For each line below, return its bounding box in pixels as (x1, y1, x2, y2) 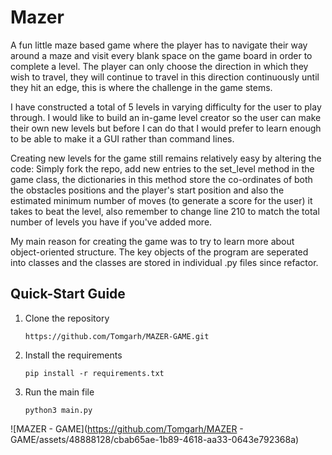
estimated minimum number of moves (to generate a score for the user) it (10, 194, 313, 206)
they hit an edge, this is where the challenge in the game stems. (10, 81, 273, 93)
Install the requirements (24, 349, 123, 361)
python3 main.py (24, 405, 93, 415)
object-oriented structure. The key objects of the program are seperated (10, 246, 309, 258)
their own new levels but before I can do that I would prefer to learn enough (10, 122, 322, 134)
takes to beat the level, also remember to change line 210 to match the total (10, 205, 320, 217)
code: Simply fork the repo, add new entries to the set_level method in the (10, 162, 315, 175)
